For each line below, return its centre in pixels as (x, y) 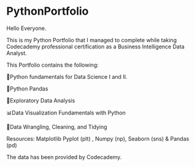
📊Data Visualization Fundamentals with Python (66, 113)
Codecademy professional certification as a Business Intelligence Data (96, 46)
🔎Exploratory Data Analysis (41, 100)
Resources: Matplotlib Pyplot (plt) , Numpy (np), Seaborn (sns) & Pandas (98, 138)
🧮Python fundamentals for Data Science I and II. (67, 76)
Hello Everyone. (26, 28)
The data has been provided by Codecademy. (64, 157)
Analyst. (17, 53)
